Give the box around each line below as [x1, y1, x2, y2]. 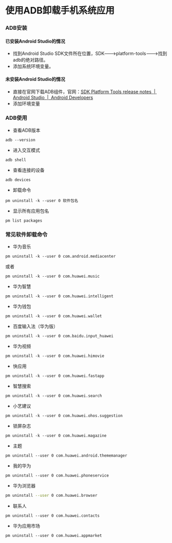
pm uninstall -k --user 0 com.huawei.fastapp [5, 373, 104, 378]
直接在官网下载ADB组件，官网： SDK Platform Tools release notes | [12, 88, 156, 95]
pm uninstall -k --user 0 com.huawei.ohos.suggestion [5, 413, 123, 419]
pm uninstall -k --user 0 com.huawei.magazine [5, 433, 107, 439]
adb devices [5, 177, 31, 183]
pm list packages [5, 218, 43, 223]
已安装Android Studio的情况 [5, 38, 66, 44]
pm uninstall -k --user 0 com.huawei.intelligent [5, 294, 114, 299]
